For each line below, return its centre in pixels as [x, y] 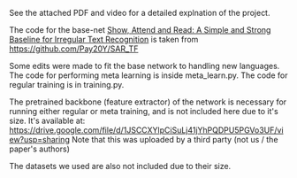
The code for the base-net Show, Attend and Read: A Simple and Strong [140, 30]
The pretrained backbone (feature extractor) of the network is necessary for [148, 102]
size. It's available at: [47, 120]
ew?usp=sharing [40, 139]
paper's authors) [40, 149]
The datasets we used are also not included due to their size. [120, 166]
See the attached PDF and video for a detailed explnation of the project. [140, 13]
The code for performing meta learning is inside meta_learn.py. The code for [148, 75]
